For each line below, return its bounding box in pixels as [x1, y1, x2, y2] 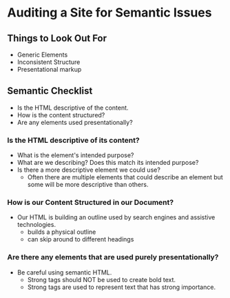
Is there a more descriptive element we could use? [17, 166, 160, 174]
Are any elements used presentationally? [17, 118, 133, 126]
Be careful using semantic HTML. [17, 268, 112, 277]
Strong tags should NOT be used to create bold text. [27, 275, 176, 284]
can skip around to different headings [27, 235, 134, 244]
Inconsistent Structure [17, 58, 81, 66]
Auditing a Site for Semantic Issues [7, 5, 212, 21]
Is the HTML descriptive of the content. [17, 103, 129, 112]
